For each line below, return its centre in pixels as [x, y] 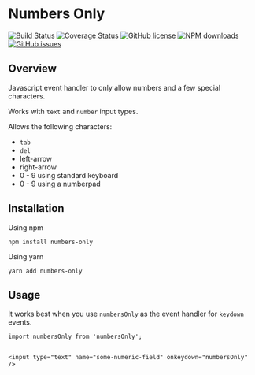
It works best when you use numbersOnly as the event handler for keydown [126, 314]
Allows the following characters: [60, 126]
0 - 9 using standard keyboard [69, 175]
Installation [36, 208]
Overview [33, 69]
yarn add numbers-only [45, 271]
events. [20, 322]
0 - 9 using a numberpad [60, 184]
